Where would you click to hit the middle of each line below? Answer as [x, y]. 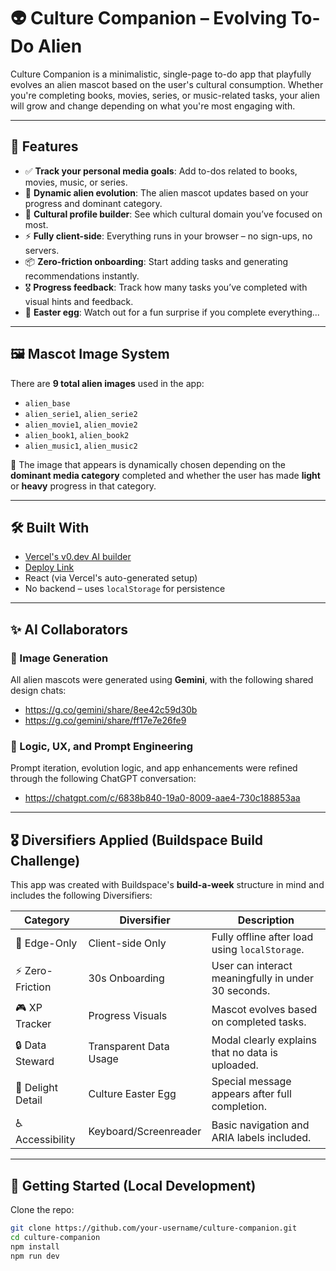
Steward [35, 1061]
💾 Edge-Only [46, 943]
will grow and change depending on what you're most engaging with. [153, 106]
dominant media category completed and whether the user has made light [165, 475]
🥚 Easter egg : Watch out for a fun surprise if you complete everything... [172, 312]
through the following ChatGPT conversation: [103, 779]
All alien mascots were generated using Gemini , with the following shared [162, 680]
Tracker [33, 1024]
